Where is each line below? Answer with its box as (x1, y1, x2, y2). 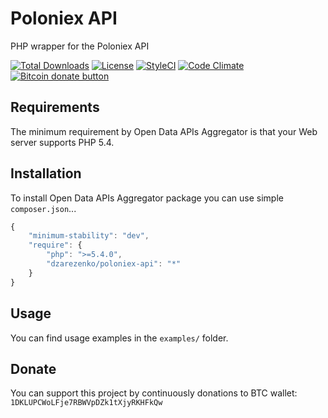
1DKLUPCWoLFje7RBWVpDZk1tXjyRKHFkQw (10, 398, 163, 408)
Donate (10, 360, 57, 377)
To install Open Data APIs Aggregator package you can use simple (10, 192, 284, 204)
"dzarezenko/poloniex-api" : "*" (46, 259, 182, 269)
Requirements (10, 99, 100, 116)
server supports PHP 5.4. (10, 136, 115, 148)
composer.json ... (10, 202, 77, 214)
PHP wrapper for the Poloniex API (10, 40, 150, 52)
